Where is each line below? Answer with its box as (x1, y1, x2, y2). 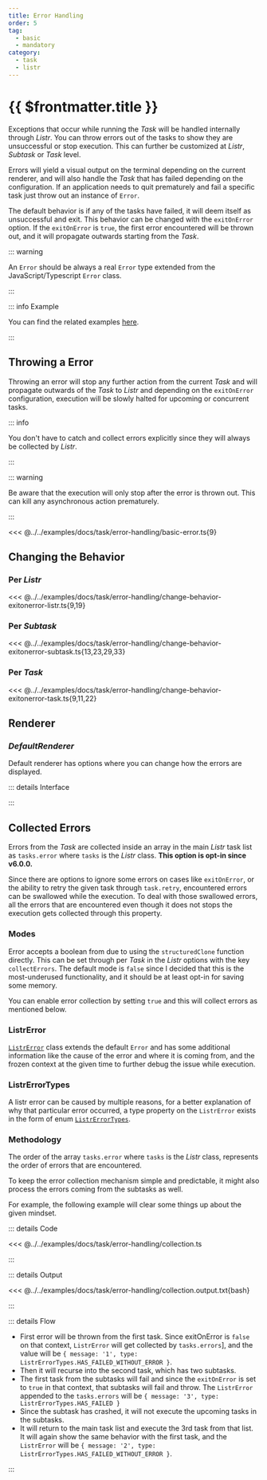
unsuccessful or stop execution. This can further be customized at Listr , (8, 141, 245, 151)
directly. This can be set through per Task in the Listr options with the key (8, 955, 250, 964)
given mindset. (8, 1208, 57, 1218)
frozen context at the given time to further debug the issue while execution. (8, 1059, 256, 1069)
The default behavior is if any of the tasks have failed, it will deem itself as (8, 206, 251, 215)
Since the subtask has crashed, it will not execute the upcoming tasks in (19, 1407, 257, 1416)
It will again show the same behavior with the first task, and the (19, 1432, 227, 1442)
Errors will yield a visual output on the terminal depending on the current (8, 165, 246, 175)
